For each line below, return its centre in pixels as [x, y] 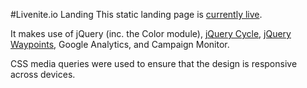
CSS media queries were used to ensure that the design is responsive [154, 63]
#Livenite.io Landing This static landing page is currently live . [136, 14]
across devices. [43, 74]
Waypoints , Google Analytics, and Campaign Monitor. [120, 44]
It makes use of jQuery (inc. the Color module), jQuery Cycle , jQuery [151, 33]
